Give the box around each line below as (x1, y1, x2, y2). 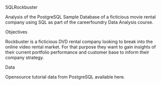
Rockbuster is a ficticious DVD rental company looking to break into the (5, 38, 153, 44)
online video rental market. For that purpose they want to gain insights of (5, 44, 156, 49)
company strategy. (5, 54, 44, 60)
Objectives (5, 29, 28, 34)
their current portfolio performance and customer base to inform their (5, 49, 149, 55)
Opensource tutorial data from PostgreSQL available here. (5, 74, 125, 79)
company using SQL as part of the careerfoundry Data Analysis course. (5, 19, 153, 25)
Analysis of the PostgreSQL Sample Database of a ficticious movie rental (5, 14, 156, 19)
